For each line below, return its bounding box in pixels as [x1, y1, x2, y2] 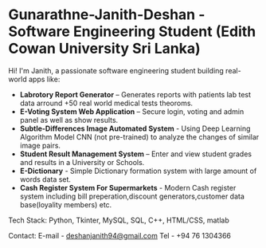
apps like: [28, 74, 61, 84]
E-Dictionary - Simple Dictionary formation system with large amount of [19, 166, 257, 175]
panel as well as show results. [19, 115, 119, 124]
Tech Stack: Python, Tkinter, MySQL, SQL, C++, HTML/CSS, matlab [8, 215, 229, 225]
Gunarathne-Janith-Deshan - [8, 6, 205, 24]
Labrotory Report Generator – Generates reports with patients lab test [19, 89, 252, 99]
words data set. [19, 174, 72, 184]
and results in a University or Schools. [19, 157, 145, 167]
